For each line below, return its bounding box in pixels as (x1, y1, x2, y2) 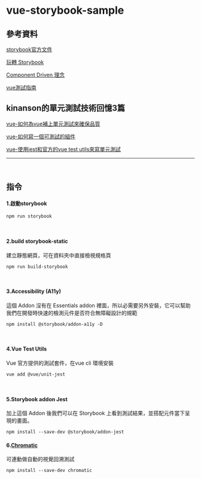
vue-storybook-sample (6, 4, 124, 17)
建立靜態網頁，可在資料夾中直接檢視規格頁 (6, 252, 111, 259)
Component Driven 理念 (6, 71, 65, 78)
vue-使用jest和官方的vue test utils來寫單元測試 (6, 145, 121, 152)
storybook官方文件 (6, 46, 53, 53)
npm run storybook (6, 213, 52, 219)
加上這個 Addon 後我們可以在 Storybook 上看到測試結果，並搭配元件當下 (6, 410, 185, 417)
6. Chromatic (6, 441, 38, 449)
